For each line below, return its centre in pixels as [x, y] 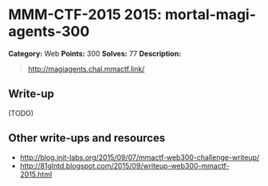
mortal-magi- [211, 15]
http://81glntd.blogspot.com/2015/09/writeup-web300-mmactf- [124, 165]
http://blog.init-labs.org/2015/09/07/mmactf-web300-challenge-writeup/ [140, 157]
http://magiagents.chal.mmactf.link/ [86, 68]
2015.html [36, 174]
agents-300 [49, 31]
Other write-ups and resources [87, 138]
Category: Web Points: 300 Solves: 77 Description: [95, 53]
